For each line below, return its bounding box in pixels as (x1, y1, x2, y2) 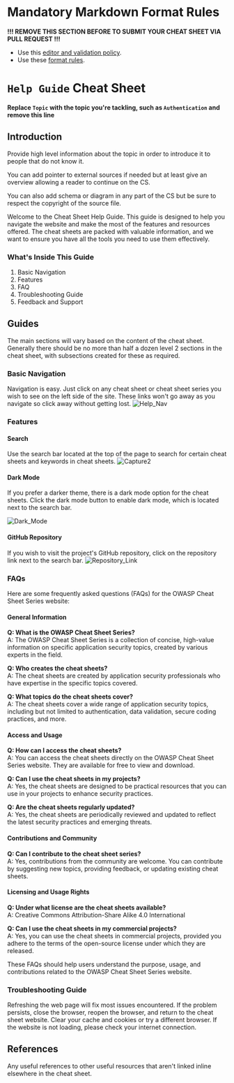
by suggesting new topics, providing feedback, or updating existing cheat (7, 864, 219, 873)
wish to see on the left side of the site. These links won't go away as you (7, 392, 216, 400)
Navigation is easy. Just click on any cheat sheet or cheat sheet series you (7, 385, 221, 393)
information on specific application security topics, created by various (7, 644, 208, 652)
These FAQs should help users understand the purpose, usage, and (7, 960, 201, 968)
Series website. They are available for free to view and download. (7, 761, 195, 769)
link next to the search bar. (7, 556, 84, 565)
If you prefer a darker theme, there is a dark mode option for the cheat (7, 488, 209, 497)
